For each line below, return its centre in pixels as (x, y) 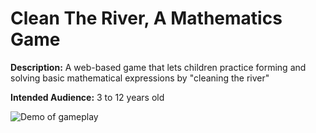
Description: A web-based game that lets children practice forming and (158, 67)
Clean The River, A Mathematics (146, 18)
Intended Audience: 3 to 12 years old (87, 97)
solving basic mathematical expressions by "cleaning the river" (140, 78)
